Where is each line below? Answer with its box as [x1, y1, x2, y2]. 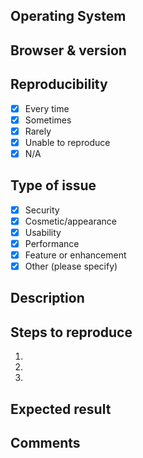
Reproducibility [10, 76, 108, 93]
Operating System [10, 8, 127, 25]
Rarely [24, 125, 52, 137]
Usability [24, 226, 62, 238]
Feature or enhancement [24, 249, 127, 261]
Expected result [10, 400, 112, 418]
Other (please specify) [24, 260, 118, 273]
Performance [24, 237, 80, 249]
